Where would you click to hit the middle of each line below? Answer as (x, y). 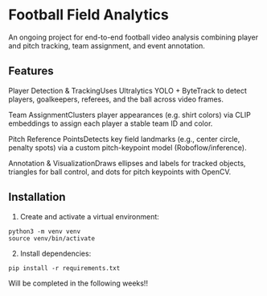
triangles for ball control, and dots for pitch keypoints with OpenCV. (120, 172)
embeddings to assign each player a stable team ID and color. (111, 123)
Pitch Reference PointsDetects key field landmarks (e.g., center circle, (124, 139)
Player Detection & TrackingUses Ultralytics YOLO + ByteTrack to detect (128, 90)
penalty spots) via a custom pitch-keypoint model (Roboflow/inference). (127, 148)
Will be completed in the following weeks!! (78, 283)
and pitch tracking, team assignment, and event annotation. (107, 45)
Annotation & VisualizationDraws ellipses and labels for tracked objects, (127, 163)
